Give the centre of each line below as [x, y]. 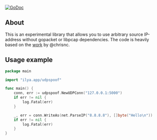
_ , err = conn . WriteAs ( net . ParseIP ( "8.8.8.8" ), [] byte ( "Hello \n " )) [83, 115]
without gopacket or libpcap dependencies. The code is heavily [86, 39]
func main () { [19, 89]
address [13, 39]
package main [18, 71]
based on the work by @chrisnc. [38, 45]
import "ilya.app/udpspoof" [33, 80]
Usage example [29, 60]
